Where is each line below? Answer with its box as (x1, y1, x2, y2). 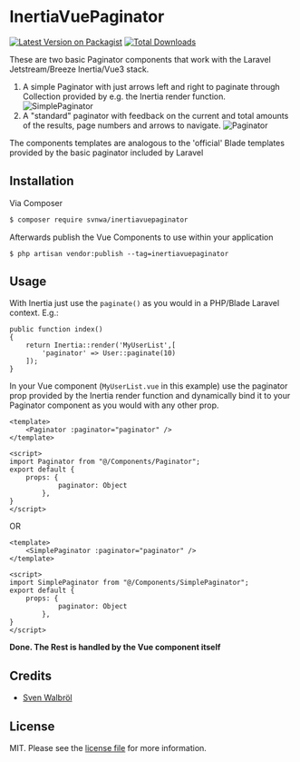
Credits (9, 668, 53, 683)
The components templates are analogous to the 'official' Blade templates (9, 137, 285, 148)
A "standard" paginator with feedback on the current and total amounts (22, 110, 289, 121)
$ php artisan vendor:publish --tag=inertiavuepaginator (9, 249, 229, 258)
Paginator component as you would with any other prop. (9, 400, 219, 411)
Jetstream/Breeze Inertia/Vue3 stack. (9, 64, 150, 74)
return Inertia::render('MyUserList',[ (25, 341, 177, 351)
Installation (9, 173, 74, 189)
